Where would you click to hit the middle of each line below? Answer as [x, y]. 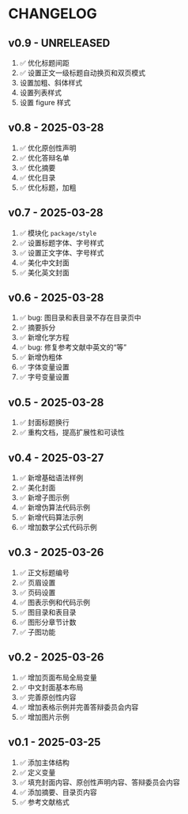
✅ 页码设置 [38, 592]
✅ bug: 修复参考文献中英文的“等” [73, 347]
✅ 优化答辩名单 [44, 157]
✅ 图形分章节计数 [48, 622]
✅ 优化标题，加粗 [48, 187]
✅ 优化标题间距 [44, 63]
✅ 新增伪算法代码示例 [55, 508]
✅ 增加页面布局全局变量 [58, 677]
